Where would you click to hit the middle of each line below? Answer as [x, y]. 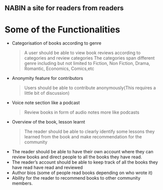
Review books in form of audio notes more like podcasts [82, 112]
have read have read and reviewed [47, 168]
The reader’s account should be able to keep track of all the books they [85, 162]
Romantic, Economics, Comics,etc [59, 68]
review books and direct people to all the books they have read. [77, 157]
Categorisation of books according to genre [57, 43]
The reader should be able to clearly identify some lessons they [89, 131]
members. [22, 184]
